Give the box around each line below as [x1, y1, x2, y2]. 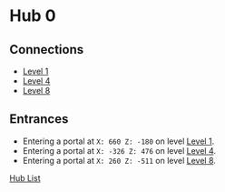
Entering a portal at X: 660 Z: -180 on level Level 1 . [22, 136, 215, 147]
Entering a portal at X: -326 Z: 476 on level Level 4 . [22, 145, 216, 156]
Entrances [9, 111, 69, 127]
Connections [9, 42, 84, 57]
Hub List [9, 172, 41, 183]
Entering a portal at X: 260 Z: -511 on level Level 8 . [22, 155, 216, 166]
